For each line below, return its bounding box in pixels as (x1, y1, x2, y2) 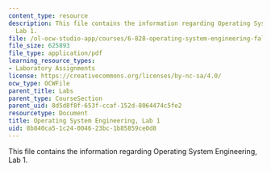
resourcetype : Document (8, 110, 89, 118)
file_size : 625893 (8, 42, 70, 50)
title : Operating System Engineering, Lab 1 (8, 117, 161, 125)
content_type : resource (8, 11, 89, 20)
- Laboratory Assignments (8, 65, 95, 73)
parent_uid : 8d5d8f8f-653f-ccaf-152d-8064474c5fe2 (8, 102, 182, 110)
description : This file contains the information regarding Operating (8, 19, 251, 27)
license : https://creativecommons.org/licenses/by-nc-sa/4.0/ (8, 72, 222, 80)
